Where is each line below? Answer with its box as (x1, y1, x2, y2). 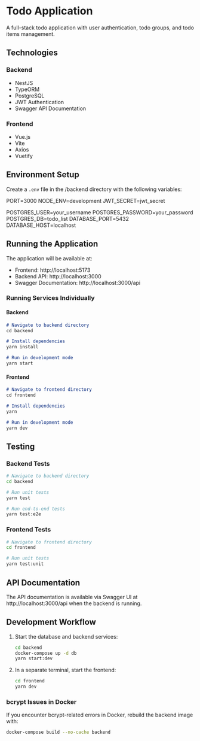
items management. (6, 30, 55, 37)
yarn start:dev (14, 655, 53, 662)
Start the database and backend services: (14, 633, 118, 640)
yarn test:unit (6, 561, 44, 567)
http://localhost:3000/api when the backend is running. (6, 600, 142, 607)
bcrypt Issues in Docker (6, 698, 77, 706)
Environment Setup (6, 169, 79, 180)
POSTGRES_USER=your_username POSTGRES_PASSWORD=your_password (6, 208, 193, 216)
